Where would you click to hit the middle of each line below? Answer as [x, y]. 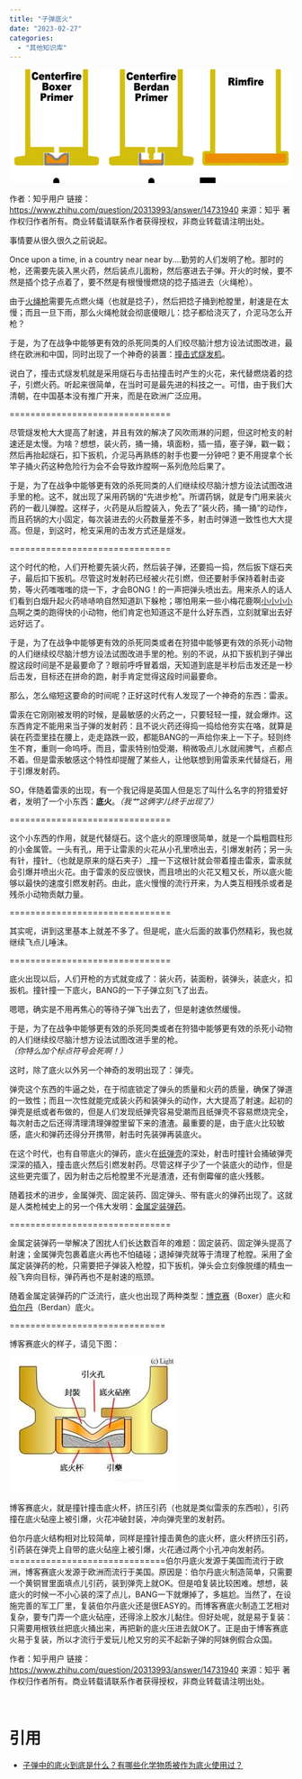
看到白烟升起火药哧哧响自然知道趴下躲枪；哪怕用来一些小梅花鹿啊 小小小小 [155, 600]
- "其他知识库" [42, 48]
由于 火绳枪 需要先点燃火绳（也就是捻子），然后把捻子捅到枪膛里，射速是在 [145, 301]
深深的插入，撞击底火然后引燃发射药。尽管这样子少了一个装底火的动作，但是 [151, 1164]
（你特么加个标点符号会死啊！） [68, 1051]
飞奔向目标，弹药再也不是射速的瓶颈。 [88, 1276]
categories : [31, 38]
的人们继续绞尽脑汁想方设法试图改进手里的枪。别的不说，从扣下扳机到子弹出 [151, 653]
